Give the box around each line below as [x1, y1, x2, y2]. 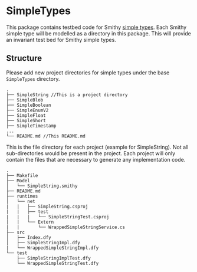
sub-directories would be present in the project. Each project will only [6, 149, 176, 157]
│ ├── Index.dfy [6, 234, 51, 240]
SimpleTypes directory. [6, 75, 60, 82]
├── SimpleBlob [6, 97, 44, 103]
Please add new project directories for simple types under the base [6, 69, 170, 76]
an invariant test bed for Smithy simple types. [6, 36, 116, 43]
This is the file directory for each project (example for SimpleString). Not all [6, 143, 189, 150]
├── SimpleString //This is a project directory [6, 91, 128, 98]
